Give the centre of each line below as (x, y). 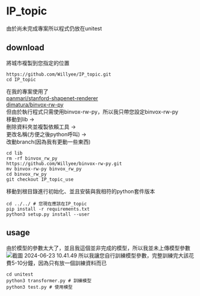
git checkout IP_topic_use (40, 179)
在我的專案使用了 (27, 91)
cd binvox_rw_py (26, 174)
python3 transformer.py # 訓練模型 (49, 280)
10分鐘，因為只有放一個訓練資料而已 (62, 263)
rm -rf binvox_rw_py (32, 158)
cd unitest (20, 274)
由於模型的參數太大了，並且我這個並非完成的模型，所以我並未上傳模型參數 (98, 248)
